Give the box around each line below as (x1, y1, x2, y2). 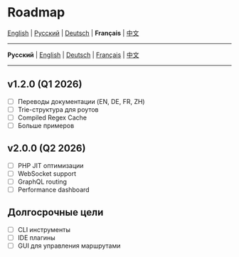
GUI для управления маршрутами (17, 241, 121, 250)
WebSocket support (17, 169, 77, 178)
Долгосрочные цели (7, 206, 104, 219)
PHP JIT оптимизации (17, 161, 84, 169)
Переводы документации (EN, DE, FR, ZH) (17, 97, 145, 105)
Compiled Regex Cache (17, 113, 87, 122)
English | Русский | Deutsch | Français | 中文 (7, 28, 139, 37)
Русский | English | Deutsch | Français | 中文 (7, 51, 139, 59)
